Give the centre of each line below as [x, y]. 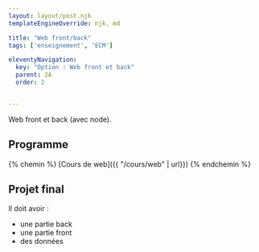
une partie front [46, 233]
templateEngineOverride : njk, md [64, 23]
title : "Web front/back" [50, 38]
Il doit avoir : [29, 209]
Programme [39, 145]
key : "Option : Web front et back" [75, 68]
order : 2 [30, 82]
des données [42, 242]
